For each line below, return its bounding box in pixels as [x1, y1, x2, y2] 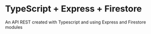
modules [5, 24, 23, 30]
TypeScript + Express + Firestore [5, 3, 142, 14]
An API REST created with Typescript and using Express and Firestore [5, 19, 146, 25]
